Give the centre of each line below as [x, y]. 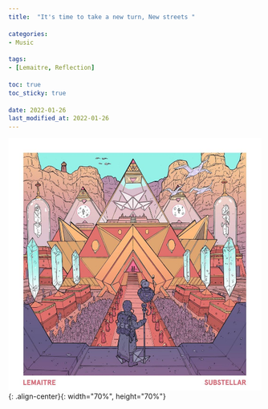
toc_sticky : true [37, 93]
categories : [28, 34]
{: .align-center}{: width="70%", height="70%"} [87, 396]
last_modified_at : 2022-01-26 [59, 119]
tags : [17, 59]
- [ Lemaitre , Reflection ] [51, 68]
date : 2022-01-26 [37, 110]
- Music [21, 43]
